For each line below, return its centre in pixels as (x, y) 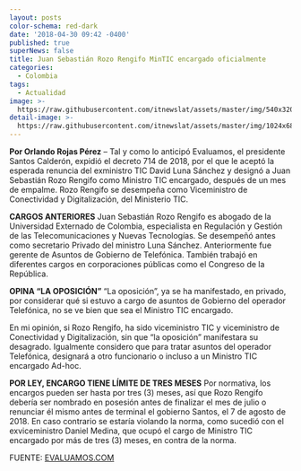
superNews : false (42, 51)
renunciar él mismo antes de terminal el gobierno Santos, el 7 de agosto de (148, 412)
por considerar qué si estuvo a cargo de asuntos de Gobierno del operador (148, 301)
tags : (19, 84)
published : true (39, 43)
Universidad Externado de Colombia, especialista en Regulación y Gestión (146, 226)
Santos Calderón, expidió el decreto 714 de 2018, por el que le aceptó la (142, 161)
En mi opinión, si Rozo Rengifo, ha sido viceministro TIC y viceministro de (145, 327)
